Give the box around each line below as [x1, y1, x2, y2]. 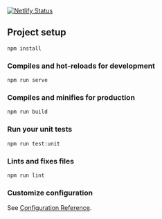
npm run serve [7, 77, 48, 84]
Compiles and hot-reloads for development [7, 61, 156, 71]
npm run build [7, 108, 48, 116]
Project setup [7, 26, 67, 38]
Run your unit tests [7, 125, 73, 134]
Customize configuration [7, 188, 93, 198]
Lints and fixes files [7, 156, 75, 166]
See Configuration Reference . [7, 204, 92, 212]
